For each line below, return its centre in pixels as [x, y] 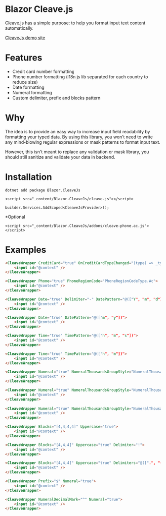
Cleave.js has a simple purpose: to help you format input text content [75, 23]
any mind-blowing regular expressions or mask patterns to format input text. [83, 142]
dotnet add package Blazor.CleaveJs [43, 190]
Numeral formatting [32, 92]
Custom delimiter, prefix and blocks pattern [56, 98]
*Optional [15, 217]
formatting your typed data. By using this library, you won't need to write [79, 137]
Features [24, 58]
